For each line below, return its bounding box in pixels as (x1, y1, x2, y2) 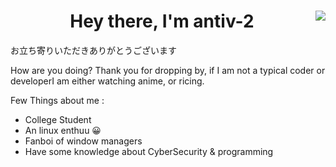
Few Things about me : (10, 94, 105, 106)
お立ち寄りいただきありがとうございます (10, 44, 177, 56)
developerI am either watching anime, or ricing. (10, 75, 205, 87)
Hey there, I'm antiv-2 (69, 10, 255, 33)
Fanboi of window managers (24, 135, 143, 147)
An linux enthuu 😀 (24, 124, 102, 136)
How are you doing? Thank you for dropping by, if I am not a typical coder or (10, 64, 326, 76)
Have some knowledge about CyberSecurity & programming (24, 145, 274, 157)
